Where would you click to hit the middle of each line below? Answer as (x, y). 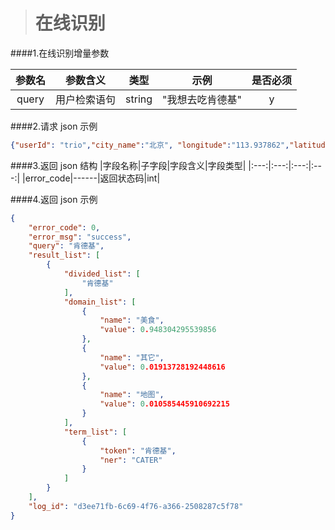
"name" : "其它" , (132, 357)
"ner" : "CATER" (131, 460)
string (139, 99)
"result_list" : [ (64, 255)
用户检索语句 (86, 99)
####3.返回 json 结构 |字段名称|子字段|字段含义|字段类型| (128, 165)
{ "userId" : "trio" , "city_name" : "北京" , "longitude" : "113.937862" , (150, 145)
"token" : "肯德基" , (138, 450)
